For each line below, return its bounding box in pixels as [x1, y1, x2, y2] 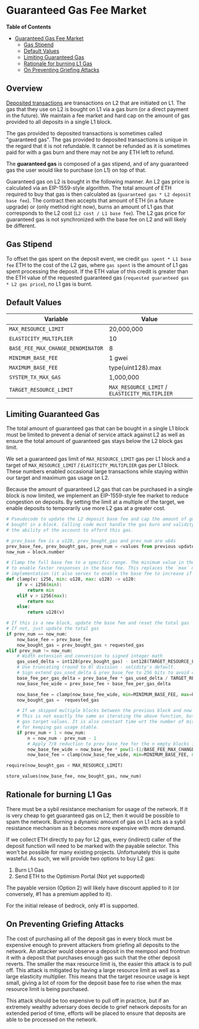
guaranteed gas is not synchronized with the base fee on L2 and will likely [6, 216, 187, 223]
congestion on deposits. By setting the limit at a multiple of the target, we [6, 498, 185, 505]
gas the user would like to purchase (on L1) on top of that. [6, 166, 147, 173]
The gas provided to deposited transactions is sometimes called [6, 129, 163, 137]
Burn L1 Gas [14, 866, 44, 873]
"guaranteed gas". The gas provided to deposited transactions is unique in [6, 136, 188, 143]
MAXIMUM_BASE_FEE [9, 365, 58, 371]
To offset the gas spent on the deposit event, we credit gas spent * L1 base [6, 255, 191, 262]
